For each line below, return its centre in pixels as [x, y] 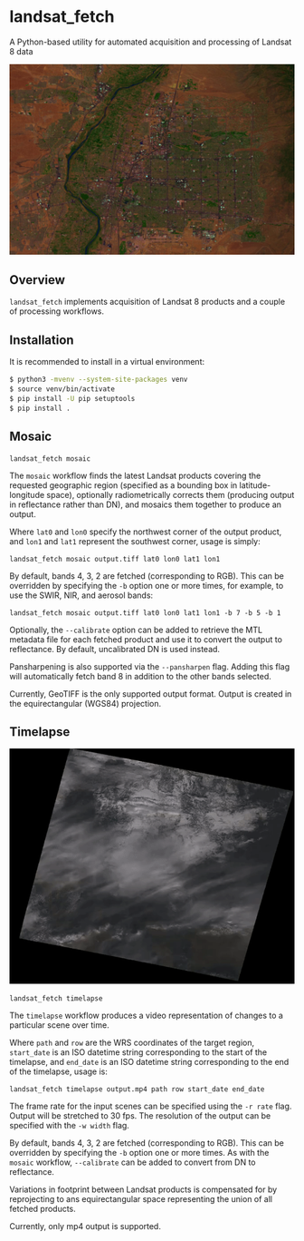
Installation [42, 340]
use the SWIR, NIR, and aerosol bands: [81, 595]
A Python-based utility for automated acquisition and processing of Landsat [151, 42]
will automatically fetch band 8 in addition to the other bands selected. [140, 676]
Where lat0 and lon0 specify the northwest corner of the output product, [146, 532]
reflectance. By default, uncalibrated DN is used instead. [114, 649]
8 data [21, 51]
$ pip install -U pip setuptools [72, 398]
